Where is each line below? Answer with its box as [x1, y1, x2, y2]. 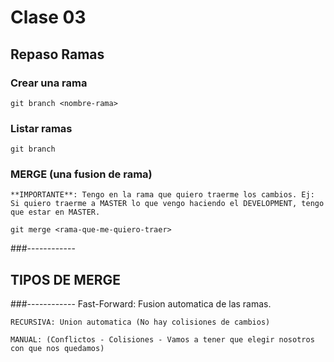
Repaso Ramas [10, 46, 105, 63]
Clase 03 [10, 6, 87, 29]
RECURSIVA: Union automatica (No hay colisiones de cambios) [10, 317, 271, 328]
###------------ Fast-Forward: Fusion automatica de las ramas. [10, 298, 272, 310]
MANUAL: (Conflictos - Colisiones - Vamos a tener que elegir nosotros [10, 335, 315, 345]
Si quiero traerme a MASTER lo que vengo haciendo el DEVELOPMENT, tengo [10, 199, 325, 209]
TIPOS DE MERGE [10, 271, 121, 288]
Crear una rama [10, 76, 88, 90]
